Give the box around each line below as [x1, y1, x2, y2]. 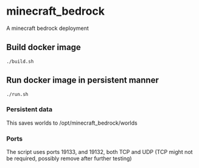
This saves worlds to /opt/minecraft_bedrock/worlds [6, 119, 138, 126]
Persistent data [6, 105, 53, 114]
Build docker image [6, 42, 81, 53]
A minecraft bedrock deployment [6, 24, 89, 32]
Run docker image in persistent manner [6, 75, 159, 86]
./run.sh [6, 91, 29, 97]
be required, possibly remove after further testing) [6, 155, 132, 163]
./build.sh [6, 58, 34, 65]
